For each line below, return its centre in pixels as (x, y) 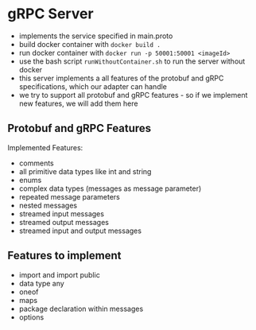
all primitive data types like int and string (85, 171)
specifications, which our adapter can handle (93, 86)
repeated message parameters (69, 196)
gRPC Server (50, 14)
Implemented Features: (45, 147)
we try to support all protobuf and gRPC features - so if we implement (133, 95)
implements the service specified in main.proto (96, 36)
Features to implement (64, 256)
